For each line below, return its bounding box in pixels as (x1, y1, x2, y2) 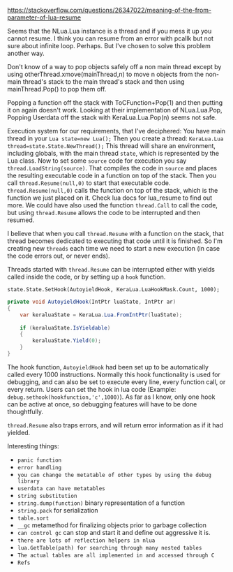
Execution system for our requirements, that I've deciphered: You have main (7, 127, 225, 135)
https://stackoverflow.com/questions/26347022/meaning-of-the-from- (7, 6, 211, 14)
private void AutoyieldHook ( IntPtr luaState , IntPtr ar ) (7, 298, 176, 305)
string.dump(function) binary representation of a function (17, 499, 186, 507)
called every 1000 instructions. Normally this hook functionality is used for (7, 370, 221, 379)
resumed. (7, 216, 35, 224)
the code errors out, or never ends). (7, 251, 110, 260)
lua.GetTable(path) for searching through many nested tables (17, 544, 202, 551)
